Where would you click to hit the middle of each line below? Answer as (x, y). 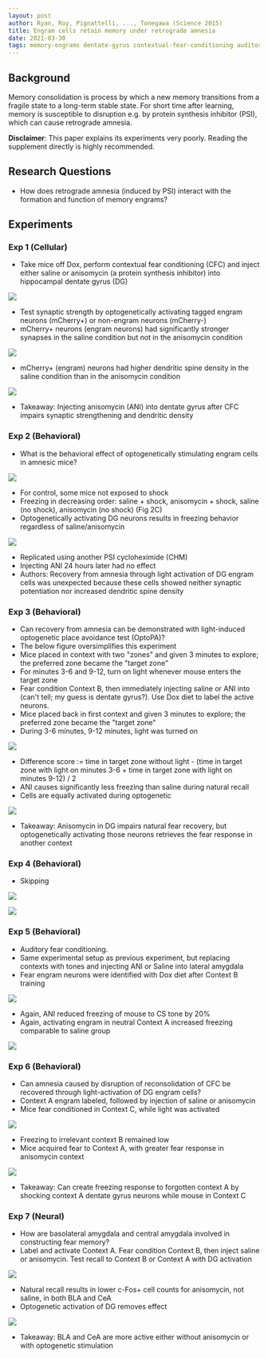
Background (39, 78)
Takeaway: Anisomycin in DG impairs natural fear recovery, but (123, 826)
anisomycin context (52, 1157)
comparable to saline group (65, 1030)
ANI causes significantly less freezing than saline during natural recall (134, 787)
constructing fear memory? (65, 1242)
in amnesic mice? (48, 462)
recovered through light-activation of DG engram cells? (110, 1092)
